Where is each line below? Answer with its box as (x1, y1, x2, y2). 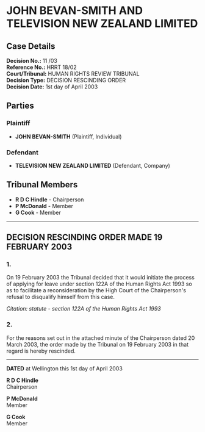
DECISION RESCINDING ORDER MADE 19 (6, 232, 163, 243)
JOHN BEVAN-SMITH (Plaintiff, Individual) (15, 132, 122, 140)
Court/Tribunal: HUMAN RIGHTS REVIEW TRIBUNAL (6, 70, 140, 77)
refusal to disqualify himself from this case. (6, 293, 115, 301)
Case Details (6, 41, 56, 51)
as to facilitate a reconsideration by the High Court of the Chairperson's (6, 287, 186, 294)
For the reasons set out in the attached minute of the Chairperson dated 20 (6, 334, 195, 342)
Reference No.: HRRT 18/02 (6, 63, 77, 71)
